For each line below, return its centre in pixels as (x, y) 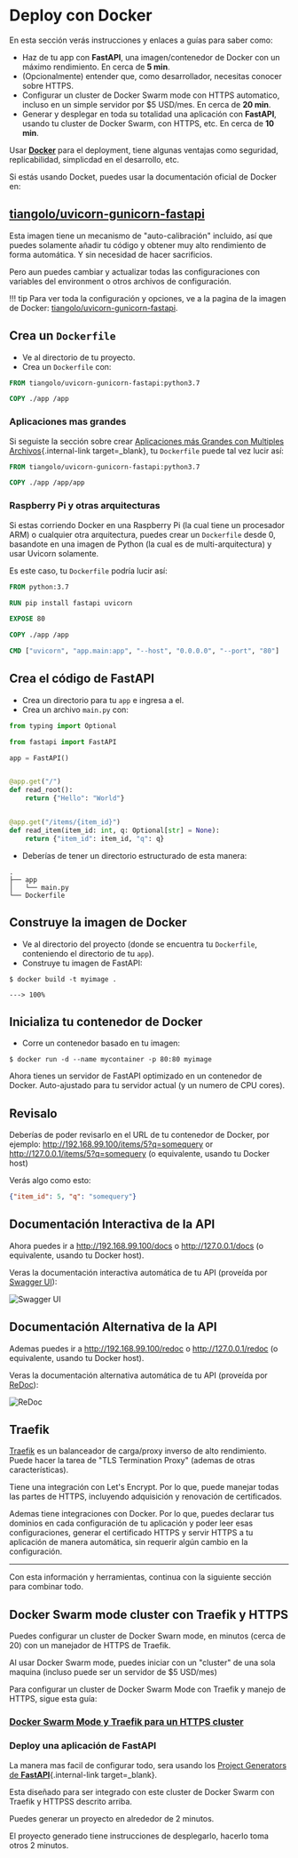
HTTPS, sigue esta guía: (53, 1699)
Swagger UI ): (33, 1282)
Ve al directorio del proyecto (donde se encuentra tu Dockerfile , (140, 944)
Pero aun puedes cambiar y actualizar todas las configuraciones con (134, 271)
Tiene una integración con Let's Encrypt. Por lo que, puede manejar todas (144, 1487)
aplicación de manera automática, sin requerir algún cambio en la (129, 1542)
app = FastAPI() (39, 758)
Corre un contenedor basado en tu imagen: (101, 1043)
